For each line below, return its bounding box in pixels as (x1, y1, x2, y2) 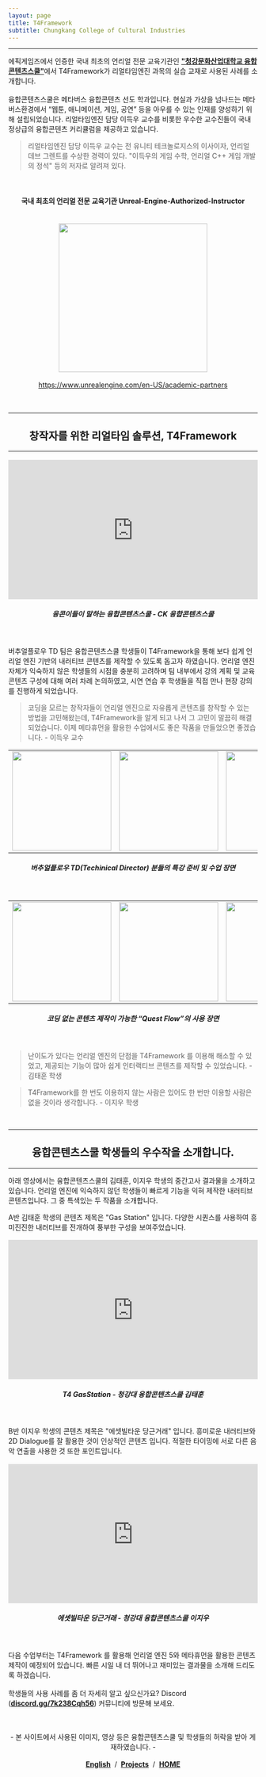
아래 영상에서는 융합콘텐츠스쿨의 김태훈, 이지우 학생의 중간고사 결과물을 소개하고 (8, 1176, 256, 1185)
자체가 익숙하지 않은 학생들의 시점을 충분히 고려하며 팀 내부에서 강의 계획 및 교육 (8, 666, 256, 675)
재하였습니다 (110, 1742, 149, 1752)
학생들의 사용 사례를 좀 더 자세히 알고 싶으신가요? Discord (8, 1688, 188, 1698)
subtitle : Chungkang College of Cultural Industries (8, 26, 186, 34)
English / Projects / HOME (85, 1759, 180, 1769)
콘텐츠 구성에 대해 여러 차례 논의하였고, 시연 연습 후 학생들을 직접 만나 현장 (8, 676, 238, 685)
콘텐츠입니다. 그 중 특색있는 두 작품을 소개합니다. (8, 1196, 158, 1205)
